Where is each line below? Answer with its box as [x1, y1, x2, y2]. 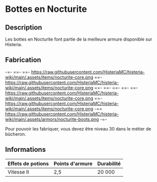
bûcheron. [5, 131, 26, 137]
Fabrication [5, 56, 41, 64]
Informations [5, 145, 46, 154]
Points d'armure [53, 160, 93, 167]
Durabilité [97, 160, 121, 167]
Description [5, 23, 42, 32]
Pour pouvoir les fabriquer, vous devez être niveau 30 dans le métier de [5, 126, 152, 132]
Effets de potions [7, 160, 49, 167]
